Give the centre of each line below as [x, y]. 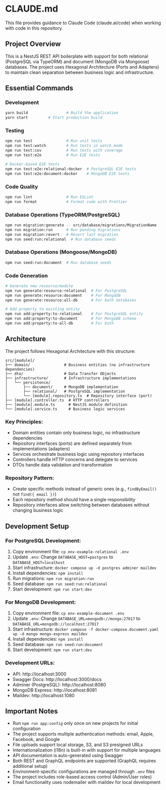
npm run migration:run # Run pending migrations [63, 230]
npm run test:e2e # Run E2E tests [53, 155]
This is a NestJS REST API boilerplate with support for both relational [77, 56]
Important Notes [32, 711]
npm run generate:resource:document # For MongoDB [63, 295]
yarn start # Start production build [54, 118]
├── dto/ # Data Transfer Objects [61, 374]
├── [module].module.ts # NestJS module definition [66, 404]
